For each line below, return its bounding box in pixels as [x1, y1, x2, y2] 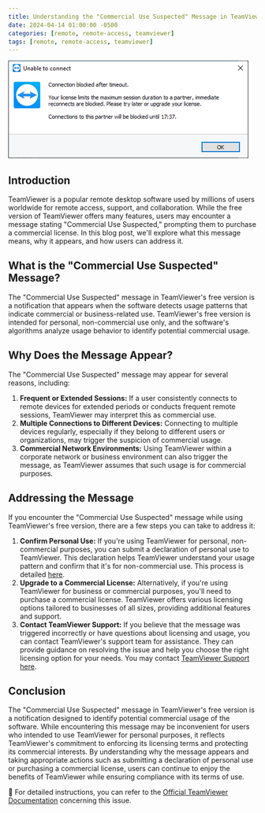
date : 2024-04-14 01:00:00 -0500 [8, 20, 118, 29]
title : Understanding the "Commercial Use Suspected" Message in [8, 13, 227, 20]
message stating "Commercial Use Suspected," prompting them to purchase [8, 220, 256, 229]
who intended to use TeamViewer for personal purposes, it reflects [8, 730, 226, 740]
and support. [19, 611, 62, 621]
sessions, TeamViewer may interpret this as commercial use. [19, 410, 217, 419]
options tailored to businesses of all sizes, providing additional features [19, 603, 251, 612]
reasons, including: [8, 378, 70, 388]
